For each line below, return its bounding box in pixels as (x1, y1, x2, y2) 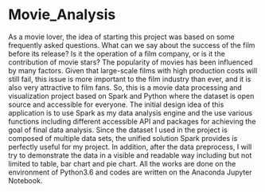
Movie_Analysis (8, 6, 116, 24)
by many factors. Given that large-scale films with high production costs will (8, 65, 258, 75)
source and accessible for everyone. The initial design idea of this (8, 100, 224, 109)
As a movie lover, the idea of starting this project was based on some (8, 32, 235, 41)
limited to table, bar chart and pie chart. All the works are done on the (8, 159, 236, 168)
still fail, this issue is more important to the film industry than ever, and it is (8, 74, 251, 84)
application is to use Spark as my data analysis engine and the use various (8, 108, 253, 117)
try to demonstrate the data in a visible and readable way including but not (8, 150, 252, 160)
